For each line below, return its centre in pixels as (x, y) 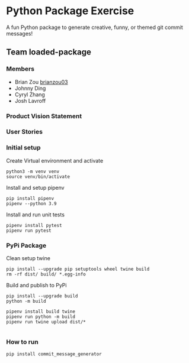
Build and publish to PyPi (36, 286)
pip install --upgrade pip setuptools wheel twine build (78, 269)
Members (20, 69)
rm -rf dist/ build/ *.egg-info (46, 274)
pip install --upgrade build (42, 296)
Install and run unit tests (36, 215)
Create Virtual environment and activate (55, 160)
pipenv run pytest (29, 231)
